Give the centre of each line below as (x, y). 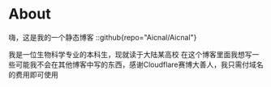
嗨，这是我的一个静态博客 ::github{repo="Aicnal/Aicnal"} (103, 37)
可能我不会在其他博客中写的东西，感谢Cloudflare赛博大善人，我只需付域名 (139, 64)
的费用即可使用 (33, 74)
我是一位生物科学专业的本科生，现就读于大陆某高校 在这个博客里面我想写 (130, 54)
